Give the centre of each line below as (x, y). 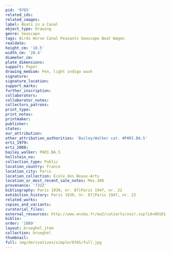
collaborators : (21, 95)
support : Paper (21, 67)
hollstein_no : (20, 157)
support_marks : (21, 86)
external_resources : (27, 214)
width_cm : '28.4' (24, 53)
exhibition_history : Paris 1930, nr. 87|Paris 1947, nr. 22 (71, 195)
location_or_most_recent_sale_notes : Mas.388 (55, 181)
